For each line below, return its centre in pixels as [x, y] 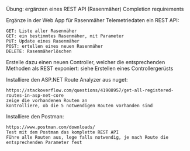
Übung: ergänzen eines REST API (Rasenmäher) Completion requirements [95, 9]
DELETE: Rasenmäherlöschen [39, 51]
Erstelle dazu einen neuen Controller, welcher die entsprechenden [86, 62]
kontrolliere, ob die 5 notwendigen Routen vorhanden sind [80, 106]
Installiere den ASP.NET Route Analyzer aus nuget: [67, 80]
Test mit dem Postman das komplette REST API [62, 132]
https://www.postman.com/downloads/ [51, 127]
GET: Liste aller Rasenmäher [42, 31]
